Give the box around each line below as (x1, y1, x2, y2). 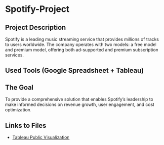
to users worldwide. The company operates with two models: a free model (5, 42, 157, 48)
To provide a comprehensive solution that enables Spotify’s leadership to (5, 97, 154, 102)
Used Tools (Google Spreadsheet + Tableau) (5, 66, 144, 75)
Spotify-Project (5, 3, 70, 15)
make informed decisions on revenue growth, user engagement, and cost (5, 101, 155, 107)
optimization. (5, 107, 32, 113)
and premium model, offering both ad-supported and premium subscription (5, 47, 159, 52)
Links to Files (5, 121, 46, 130)
